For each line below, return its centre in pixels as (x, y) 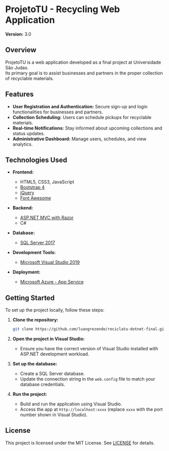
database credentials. (43, 384)
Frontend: (23, 172)
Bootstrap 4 (32, 187)
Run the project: (30, 394)
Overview (21, 50)
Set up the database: (35, 364)
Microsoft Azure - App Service (52, 282)
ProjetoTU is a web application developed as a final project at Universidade (83, 62)
